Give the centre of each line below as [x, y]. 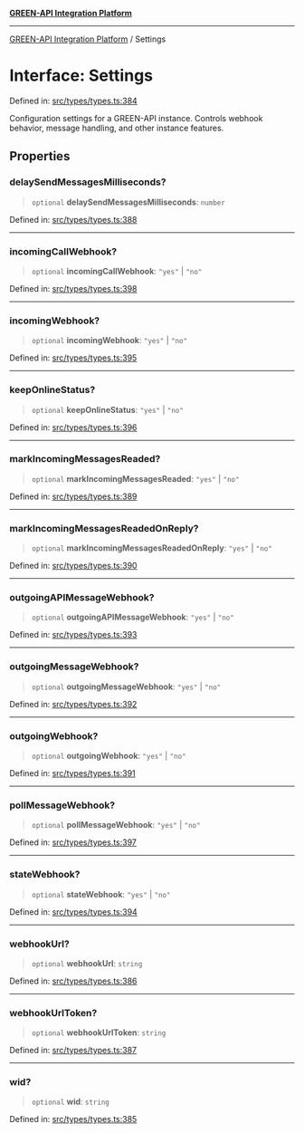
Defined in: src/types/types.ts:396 [73, 427]
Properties [40, 156]
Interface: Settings [81, 76]
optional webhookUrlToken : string [99, 1032]
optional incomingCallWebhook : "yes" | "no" [117, 271]
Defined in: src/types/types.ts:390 [73, 566]
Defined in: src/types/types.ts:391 [72, 773]
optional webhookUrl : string [87, 963]
